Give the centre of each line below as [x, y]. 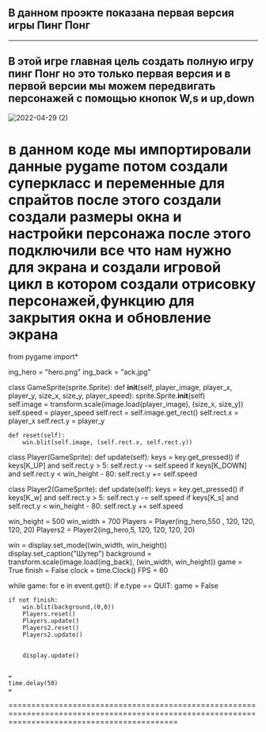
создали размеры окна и [95, 216]
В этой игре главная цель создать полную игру [131, 61]
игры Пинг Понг [49, 26]
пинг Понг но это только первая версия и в [120, 74]
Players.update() [51, 620]
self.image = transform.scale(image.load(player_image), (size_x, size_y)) [126, 404]
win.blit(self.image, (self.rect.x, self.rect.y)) [108, 442]
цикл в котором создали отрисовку [132, 284]
